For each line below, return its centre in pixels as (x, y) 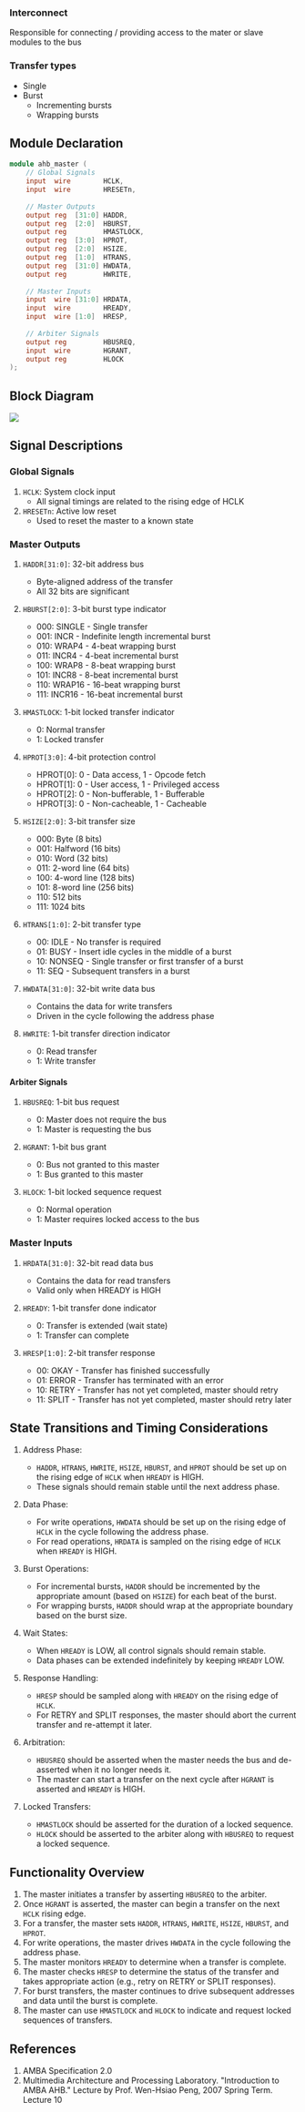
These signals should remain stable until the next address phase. (158, 1487)
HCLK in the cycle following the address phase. (122, 1532)
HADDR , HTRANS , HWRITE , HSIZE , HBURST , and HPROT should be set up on (161, 1467)
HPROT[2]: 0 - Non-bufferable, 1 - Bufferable (120, 794)
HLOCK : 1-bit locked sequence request (92, 1192)
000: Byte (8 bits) (69, 839)
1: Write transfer (66, 1061)
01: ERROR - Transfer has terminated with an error (130, 1380)
